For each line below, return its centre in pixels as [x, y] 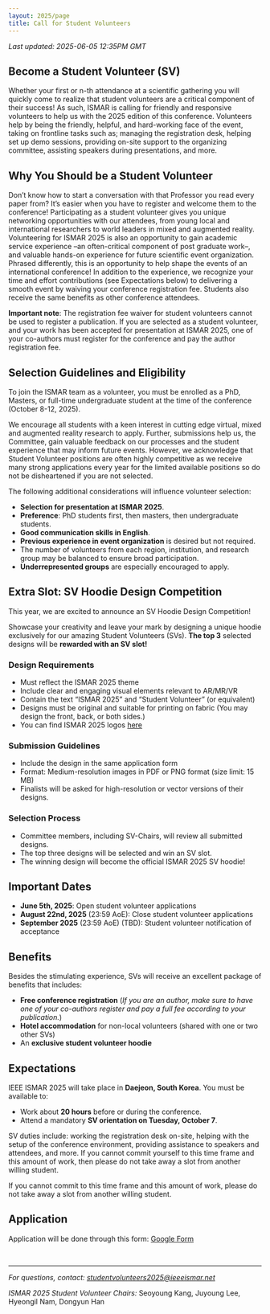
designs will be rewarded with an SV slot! [78, 644]
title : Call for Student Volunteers [70, 23]
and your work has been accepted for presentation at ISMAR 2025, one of [131, 330]
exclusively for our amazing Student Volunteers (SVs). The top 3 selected [130, 635]
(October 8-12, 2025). [45, 409]
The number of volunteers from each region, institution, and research [134, 549]
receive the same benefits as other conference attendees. [104, 297]
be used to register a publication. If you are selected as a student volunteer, [133, 321]
